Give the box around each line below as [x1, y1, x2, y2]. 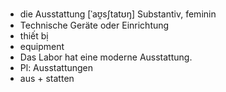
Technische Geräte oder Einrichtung [19, 19, 170, 31]
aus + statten [19, 73, 75, 84]
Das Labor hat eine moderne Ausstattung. [19, 51, 193, 63]
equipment [19, 41, 65, 52]
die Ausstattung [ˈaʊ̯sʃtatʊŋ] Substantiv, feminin [19, 8, 217, 20]
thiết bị [19, 30, 49, 42]
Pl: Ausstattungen [19, 62, 94, 73]
